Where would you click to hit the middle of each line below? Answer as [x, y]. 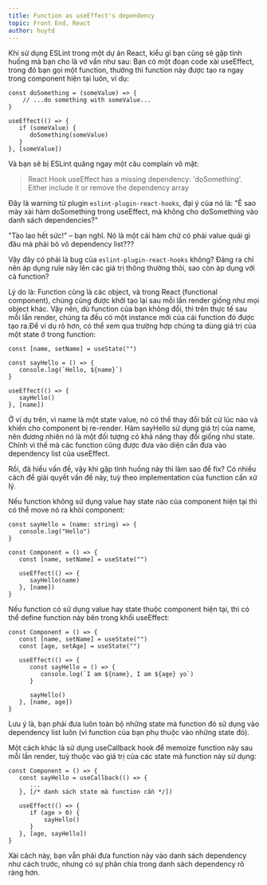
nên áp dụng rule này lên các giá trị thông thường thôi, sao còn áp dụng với [132, 268]
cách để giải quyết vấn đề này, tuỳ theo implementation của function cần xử [133, 478]
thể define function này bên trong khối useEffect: [89, 618]
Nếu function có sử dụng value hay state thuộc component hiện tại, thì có [129, 609]
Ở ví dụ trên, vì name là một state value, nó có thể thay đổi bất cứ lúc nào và [133, 420]
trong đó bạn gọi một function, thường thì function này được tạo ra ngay [126, 70]
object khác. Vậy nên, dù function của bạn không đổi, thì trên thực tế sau [128, 309]
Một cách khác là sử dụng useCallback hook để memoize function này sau [131, 748]
